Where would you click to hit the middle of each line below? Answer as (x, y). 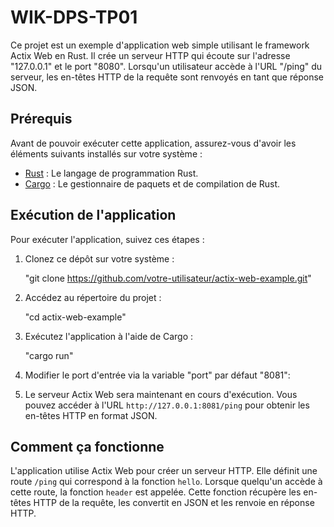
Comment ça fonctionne (87, 446)
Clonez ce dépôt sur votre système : (99, 258)
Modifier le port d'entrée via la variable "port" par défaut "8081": (157, 375)
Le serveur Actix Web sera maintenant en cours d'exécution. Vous (161, 394)
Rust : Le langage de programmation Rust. (111, 173)
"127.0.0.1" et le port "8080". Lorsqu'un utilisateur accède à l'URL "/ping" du (166, 66)
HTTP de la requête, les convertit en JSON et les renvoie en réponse (174, 503)
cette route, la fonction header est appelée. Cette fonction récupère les (156, 492)
